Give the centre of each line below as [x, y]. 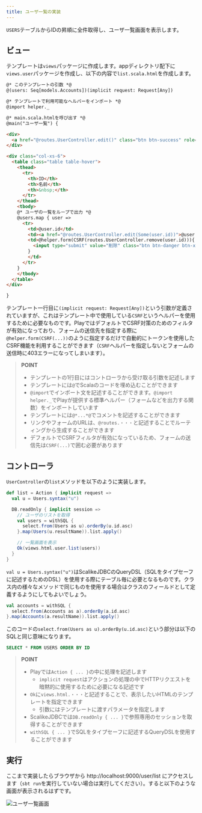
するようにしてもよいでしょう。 [50, 594]
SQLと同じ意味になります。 [40, 637]
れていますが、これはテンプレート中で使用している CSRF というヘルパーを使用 [101, 316]
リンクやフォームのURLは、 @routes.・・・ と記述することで [103, 423]
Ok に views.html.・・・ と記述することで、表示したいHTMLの [104, 695]
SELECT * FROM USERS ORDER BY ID [48, 648]
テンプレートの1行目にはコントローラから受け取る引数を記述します [112, 378]
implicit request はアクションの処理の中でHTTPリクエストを [115, 680]
